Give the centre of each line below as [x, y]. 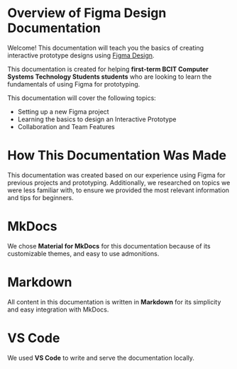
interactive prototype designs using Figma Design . [81, 55]
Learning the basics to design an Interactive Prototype [97, 119]
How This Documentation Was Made [117, 156]
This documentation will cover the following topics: [82, 98]
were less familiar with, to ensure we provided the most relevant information [118, 190]
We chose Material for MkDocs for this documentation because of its [109, 246]
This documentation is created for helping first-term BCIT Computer [108, 69]
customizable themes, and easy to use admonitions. [83, 253]
